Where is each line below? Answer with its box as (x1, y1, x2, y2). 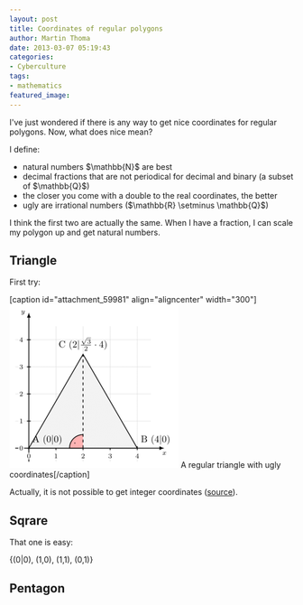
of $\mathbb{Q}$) (22, 181, 90, 191)
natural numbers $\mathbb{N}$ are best (22, 161, 173, 172)
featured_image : (9, 90, 70, 99)
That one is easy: (9, 537, 74, 548)
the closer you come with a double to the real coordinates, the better (22, 190, 278, 200)
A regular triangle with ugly (179, 460, 281, 470)
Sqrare (9, 513, 48, 528)
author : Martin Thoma (9, 33, 91, 42)
